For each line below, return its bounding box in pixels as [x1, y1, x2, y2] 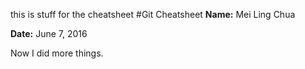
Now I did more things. [10, 47, 104, 59]
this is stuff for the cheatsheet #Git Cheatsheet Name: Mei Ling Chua [10, 9, 296, 20]
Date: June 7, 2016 [10, 28, 88, 39]
